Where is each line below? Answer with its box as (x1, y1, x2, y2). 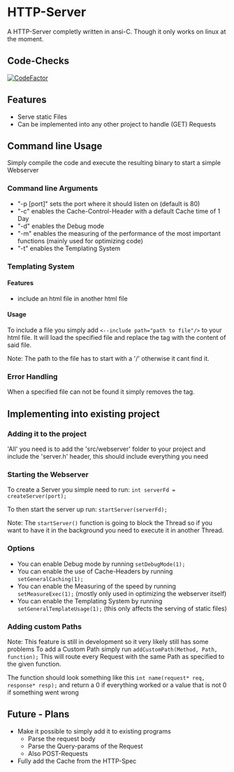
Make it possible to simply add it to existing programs (17, 727, 171, 735)
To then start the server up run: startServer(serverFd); (7, 505, 168, 514)
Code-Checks (7, 55, 70, 67)
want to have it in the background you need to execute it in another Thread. (7, 526, 224, 535)
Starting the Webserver (7, 469, 89, 479)
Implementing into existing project (7, 408, 160, 420)
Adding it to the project (7, 429, 87, 438)
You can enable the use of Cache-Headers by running (17, 567, 173, 576)
